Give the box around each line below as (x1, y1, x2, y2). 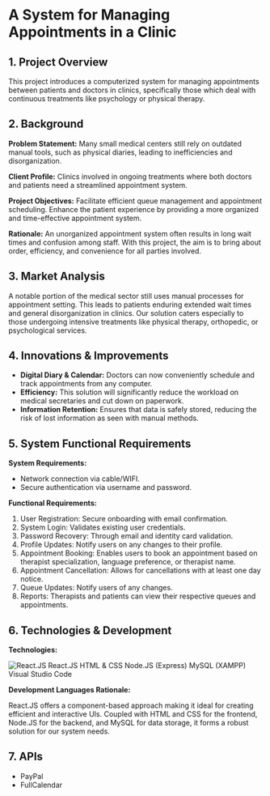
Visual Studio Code (8, 670, 73, 679)
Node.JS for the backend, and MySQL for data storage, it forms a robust (8, 718, 249, 728)
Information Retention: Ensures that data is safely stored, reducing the (19, 405, 257, 415)
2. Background (8, 117, 84, 131)
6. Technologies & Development (8, 624, 172, 637)
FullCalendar (19, 780, 63, 790)
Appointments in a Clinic (8, 23, 177, 41)
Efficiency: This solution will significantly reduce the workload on (19, 387, 239, 398)
